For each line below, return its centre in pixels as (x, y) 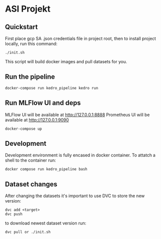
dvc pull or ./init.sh (28, 232)
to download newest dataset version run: (46, 223)
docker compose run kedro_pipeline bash (46, 169)
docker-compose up (23, 129)
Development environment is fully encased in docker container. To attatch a (80, 155)
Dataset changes (31, 184)
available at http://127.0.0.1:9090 (37, 119)
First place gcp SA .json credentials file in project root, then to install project (80, 38)
